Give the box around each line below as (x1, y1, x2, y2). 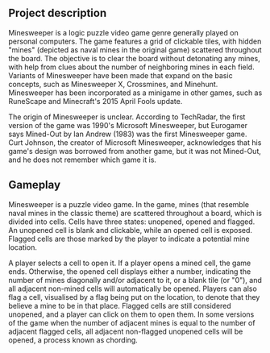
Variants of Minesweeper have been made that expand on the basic (8, 70, 233, 80)
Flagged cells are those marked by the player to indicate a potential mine (8, 234, 250, 243)
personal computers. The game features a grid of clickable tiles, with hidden (8, 36, 262, 46)
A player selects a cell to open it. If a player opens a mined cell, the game (8, 258, 251, 268)
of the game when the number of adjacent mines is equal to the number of (8, 318, 255, 327)
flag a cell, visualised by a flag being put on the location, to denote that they (8, 292, 260, 301)
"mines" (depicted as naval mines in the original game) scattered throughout (8, 44, 262, 55)
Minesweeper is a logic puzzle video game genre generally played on (8, 27, 239, 37)
